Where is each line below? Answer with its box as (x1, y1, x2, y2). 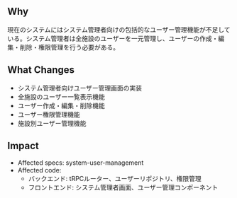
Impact (7, 140, 39, 152)
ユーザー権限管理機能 (17, 110, 80, 119)
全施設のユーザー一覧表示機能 (17, 92, 105, 101)
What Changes (7, 64, 75, 76)
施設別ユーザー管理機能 (17, 119, 87, 127)
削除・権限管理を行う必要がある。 (19, 42, 119, 52)
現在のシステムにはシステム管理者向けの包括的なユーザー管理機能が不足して (7, 25, 231, 34)
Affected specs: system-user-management (17, 158, 144, 167)
